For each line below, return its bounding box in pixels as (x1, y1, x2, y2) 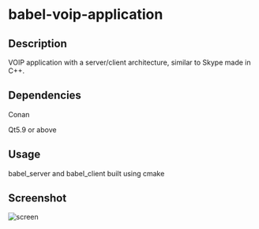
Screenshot (8, 191, 67, 205)
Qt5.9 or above (8, 124, 57, 135)
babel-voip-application (8, 6, 163, 24)
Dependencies (8, 89, 81, 102)
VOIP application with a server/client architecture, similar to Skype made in (8, 57, 251, 67)
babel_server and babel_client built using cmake (8, 168, 165, 178)
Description (8, 37, 67, 50)
